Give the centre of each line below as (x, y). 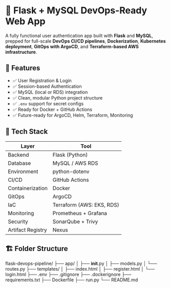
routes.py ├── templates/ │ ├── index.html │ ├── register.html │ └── (80, 269)
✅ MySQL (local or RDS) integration (50, 92)
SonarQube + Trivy (75, 221)
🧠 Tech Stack (27, 132)
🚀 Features (23, 68)
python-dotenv (71, 171)
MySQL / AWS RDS (75, 163)
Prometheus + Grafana (80, 213)
